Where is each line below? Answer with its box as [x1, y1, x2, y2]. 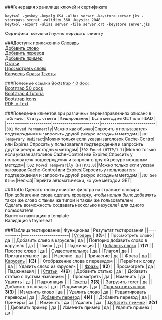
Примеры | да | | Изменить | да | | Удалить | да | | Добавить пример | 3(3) [5, 300, 158, 305]
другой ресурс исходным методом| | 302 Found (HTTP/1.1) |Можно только [5, 147, 156, 152]
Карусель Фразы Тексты [5, 71, 56, 77]
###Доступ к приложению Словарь [5, 40, 79, 46]
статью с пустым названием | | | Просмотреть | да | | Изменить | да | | [5, 274, 151, 279]
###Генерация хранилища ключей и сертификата [5, 4, 108, 10]
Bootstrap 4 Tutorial [5, 91, 45, 96]
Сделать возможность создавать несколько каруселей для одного [5, 202, 144, 208]
